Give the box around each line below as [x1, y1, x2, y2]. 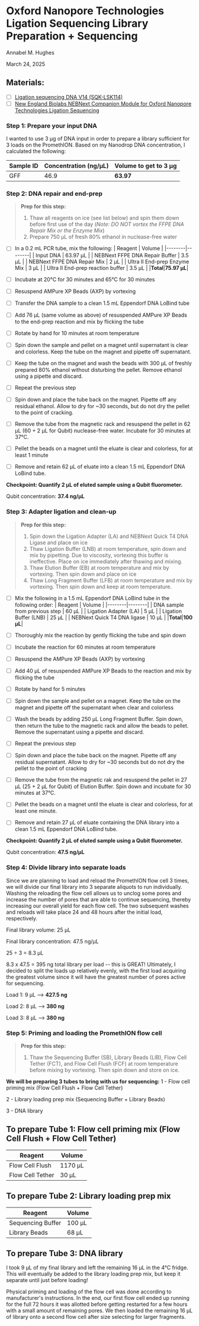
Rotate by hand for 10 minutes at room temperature [14, 329, 140, 336]
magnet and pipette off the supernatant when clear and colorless [14, 704, 174, 711]
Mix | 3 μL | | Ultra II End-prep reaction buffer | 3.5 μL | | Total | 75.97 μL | [14, 264, 188, 271]
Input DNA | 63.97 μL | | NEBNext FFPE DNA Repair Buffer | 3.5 [35, 251, 189, 259]
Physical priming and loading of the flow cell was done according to [6, 1288, 172, 1295]
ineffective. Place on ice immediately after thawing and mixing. [29, 557, 182, 565]
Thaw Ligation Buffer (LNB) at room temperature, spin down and [29, 545, 187, 552]
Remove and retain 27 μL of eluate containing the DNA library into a [14, 819, 179, 826]
